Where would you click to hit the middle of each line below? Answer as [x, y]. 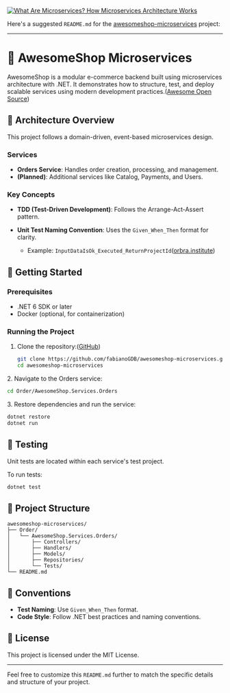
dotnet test [24, 487]
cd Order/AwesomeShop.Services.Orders [62, 391]
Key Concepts [31, 194]
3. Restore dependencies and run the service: [72, 404]
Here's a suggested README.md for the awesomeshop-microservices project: [114, 24]
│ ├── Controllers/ [44, 542]
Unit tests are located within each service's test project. [86, 461]
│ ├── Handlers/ [39, 548]
